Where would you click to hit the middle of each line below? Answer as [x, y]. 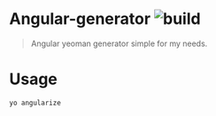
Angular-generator [80, 19]
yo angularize [35, 103]
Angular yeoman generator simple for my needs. [119, 43]
